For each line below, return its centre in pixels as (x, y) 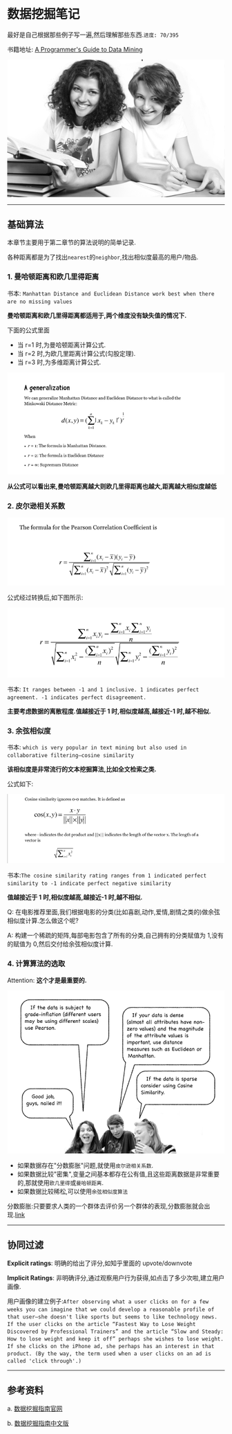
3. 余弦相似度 (29, 731)
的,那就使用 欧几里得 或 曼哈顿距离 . (60, 1183)
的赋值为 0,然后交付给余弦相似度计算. (60, 944)
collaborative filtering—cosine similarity (71, 756)
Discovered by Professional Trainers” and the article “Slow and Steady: (116, 1332)
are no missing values (40, 302)
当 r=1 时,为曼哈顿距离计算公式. (61, 345)
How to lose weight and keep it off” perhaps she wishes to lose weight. (116, 1339)
